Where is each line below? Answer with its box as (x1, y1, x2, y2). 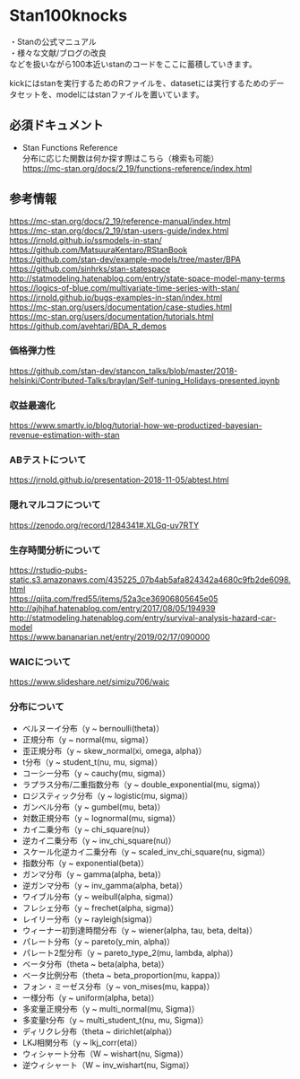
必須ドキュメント (9, 118, 104, 133)
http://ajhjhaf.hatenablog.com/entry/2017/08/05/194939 (9, 603, 216, 614)
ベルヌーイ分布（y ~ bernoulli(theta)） (21, 723, 164, 733)
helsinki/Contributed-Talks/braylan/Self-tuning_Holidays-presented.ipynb (9, 374, 280, 386)
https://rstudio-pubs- (9, 565, 88, 575)
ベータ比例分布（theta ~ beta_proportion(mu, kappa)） (21, 969, 226, 980)
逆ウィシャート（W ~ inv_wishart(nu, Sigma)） (21, 1059, 194, 1070)
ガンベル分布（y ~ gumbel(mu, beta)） (21, 801, 166, 812)
